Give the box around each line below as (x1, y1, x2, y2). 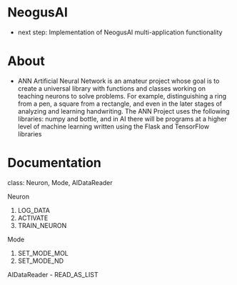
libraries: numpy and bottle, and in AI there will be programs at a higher (17, 114, 227, 123)
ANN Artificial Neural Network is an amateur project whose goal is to (17, 76, 220, 85)
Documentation (7, 155, 102, 171)
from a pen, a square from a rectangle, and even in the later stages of (17, 99, 223, 108)
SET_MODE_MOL (17, 249, 69, 257)
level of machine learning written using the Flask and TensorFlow (17, 122, 209, 131)
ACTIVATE (17, 214, 49, 222)
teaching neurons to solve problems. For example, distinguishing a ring (17, 91, 227, 100)
